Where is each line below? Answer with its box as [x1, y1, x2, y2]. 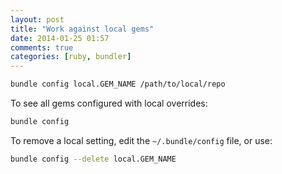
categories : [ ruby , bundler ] [10, 52, 132, 62]
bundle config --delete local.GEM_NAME [10, 154, 177, 164]
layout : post [10, 14, 65, 25]
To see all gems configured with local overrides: [10, 97, 208, 109]
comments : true [10, 42, 74, 53]
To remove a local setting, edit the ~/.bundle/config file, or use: [10, 134, 273, 146]
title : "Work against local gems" [10, 24, 155, 34]
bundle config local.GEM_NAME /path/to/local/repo [10, 79, 226, 90]
